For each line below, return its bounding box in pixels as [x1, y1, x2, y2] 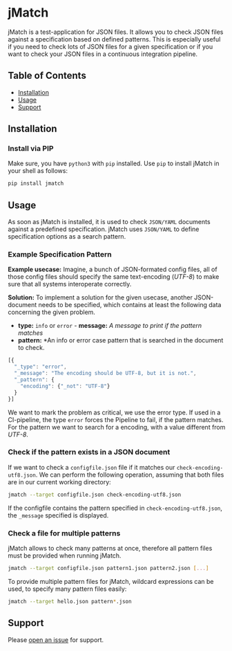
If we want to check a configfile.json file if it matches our [8, 463, 175, 471]
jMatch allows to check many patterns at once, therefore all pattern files [8, 544, 213, 553]
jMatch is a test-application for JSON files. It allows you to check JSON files [8, 28, 224, 36]
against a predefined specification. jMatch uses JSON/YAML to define [8, 225, 200, 233]
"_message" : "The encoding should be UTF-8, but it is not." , [14, 370, 197, 377]
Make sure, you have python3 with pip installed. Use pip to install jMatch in [8, 159, 220, 167]
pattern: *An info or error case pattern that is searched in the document [17, 336, 224, 345]
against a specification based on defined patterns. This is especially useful [8, 35, 221, 43]
